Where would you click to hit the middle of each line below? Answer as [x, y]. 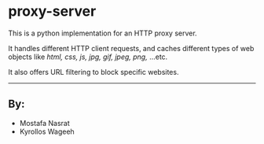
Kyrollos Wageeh [47, 131]
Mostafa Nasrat [45, 123]
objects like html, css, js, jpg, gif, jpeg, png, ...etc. [88, 57]
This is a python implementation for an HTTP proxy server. [103, 33]
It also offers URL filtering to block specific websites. [93, 72]
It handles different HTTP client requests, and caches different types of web [131, 48]
